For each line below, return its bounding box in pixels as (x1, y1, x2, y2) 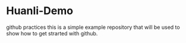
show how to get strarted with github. (6, 29, 98, 37)
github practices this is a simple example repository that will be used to (6, 24, 180, 31)
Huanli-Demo (6, 4, 73, 18)
